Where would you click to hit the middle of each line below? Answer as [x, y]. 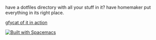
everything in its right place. [35, 13]
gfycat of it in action [26, 23]
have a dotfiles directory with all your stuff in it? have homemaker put [78, 7]
